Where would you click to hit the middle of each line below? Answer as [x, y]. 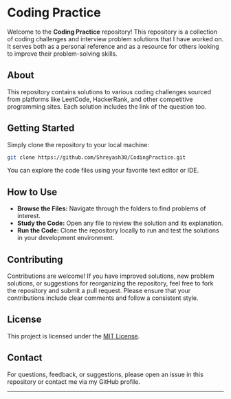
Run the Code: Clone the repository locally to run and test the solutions [118, 230]
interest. [29, 216]
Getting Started [41, 128]
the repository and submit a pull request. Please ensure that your [99, 291]
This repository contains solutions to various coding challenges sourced [109, 91]
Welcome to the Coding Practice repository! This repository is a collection [112, 32]
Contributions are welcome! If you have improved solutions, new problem [111, 276]
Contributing [35, 259]
